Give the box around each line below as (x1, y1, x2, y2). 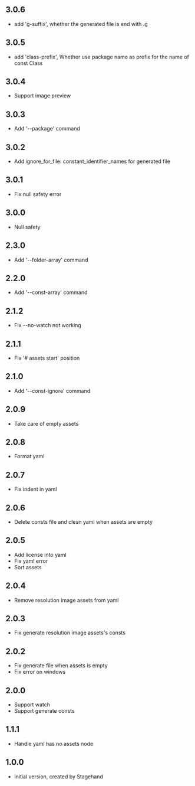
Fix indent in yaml (14, 485, 57, 493)
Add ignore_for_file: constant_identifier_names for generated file (14, 158, 170, 165)
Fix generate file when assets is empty (14, 662, 108, 669)
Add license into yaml (14, 551, 67, 558)
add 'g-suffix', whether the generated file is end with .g (14, 20, 148, 27)
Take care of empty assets (14, 420, 79, 427)
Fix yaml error (14, 557, 48, 565)
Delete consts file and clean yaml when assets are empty (14, 518, 153, 525)
